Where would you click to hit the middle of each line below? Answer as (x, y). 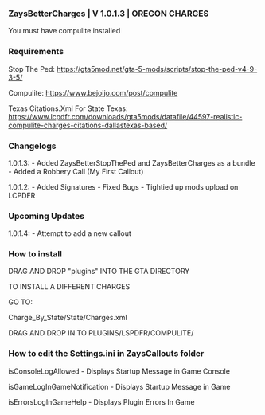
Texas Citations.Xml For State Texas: (68, 108)
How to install (35, 254)
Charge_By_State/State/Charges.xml (68, 318)
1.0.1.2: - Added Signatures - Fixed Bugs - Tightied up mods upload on (123, 186)
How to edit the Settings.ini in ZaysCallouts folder (106, 354)
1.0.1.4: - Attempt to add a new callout (70, 233)
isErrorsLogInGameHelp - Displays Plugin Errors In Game (101, 401)
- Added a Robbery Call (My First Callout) (76, 171)
